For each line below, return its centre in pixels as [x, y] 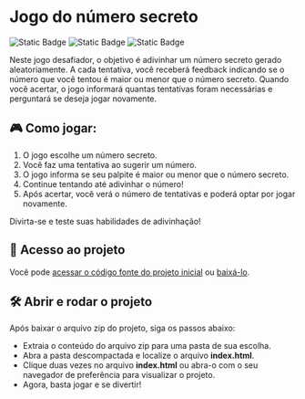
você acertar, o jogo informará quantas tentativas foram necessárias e [141, 89]
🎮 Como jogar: [53, 128]
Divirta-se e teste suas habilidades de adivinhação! [106, 221]
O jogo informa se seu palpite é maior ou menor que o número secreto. [156, 174]
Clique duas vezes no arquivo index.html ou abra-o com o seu [140, 365]
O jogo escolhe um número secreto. [90, 155]
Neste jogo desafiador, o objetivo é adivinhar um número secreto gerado [146, 59]
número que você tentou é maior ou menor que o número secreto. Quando [149, 79]
